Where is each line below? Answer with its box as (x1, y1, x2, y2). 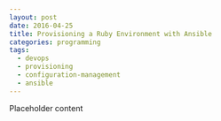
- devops (17, 54, 50, 63)
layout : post (9, 12, 58, 22)
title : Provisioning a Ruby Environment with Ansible (9, 29, 213, 38)
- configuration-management (17, 71, 122, 79)
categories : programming (9, 37, 101, 47)
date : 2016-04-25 (9, 21, 74, 30)
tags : (9, 46, 29, 55)
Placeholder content (9, 102, 83, 113)
